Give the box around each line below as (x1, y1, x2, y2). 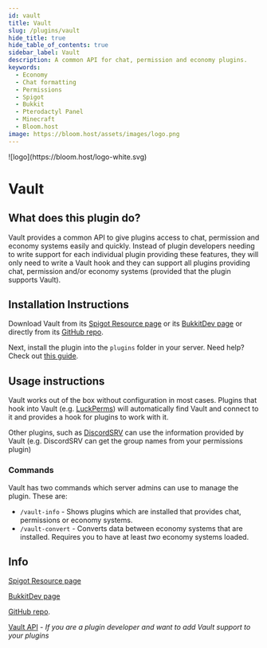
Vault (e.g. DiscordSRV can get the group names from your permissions (8, 436, 243, 446)
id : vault (8, 11, 41, 20)
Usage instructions (8, 374, 105, 388)
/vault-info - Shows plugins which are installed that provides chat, (19, 506, 241, 516)
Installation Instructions (8, 298, 130, 311)
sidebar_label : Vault (8, 49, 80, 57)
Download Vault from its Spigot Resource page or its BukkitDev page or (8, 319, 243, 329)
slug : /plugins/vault (8, 26, 80, 34)
